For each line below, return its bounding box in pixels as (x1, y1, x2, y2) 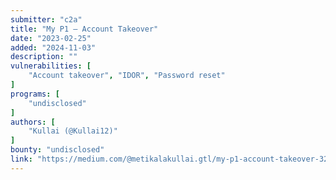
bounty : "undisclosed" (10, 145, 105, 155)
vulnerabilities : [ (10, 61, 92, 71)
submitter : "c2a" (10, 14, 83, 25)
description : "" (10, 52, 78, 62)
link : (10, 154, 33, 164)
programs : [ (10, 89, 60, 99)
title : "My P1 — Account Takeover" (10, 24, 159, 34)
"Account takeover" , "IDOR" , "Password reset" (28, 71, 226, 81)
